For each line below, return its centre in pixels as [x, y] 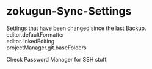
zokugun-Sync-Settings [69, 11]
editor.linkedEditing [31, 41]
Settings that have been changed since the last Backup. [76, 28]
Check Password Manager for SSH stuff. [57, 59]
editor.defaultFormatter [35, 34]
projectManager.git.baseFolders [46, 48]
